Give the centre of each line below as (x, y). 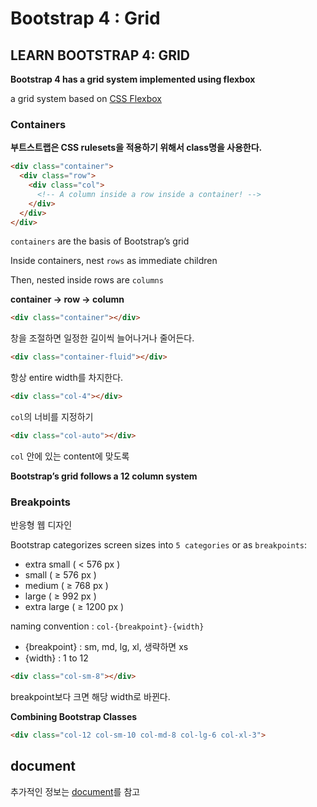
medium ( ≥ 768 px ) (66, 586)
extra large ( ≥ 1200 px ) (74, 607)
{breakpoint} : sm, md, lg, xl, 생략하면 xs (106, 647)
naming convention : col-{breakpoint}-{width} (107, 626)
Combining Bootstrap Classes (74, 717)
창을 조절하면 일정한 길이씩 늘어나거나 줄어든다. (102, 338)
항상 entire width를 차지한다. (67, 378)
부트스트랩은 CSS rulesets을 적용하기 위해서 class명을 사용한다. (136, 148)
